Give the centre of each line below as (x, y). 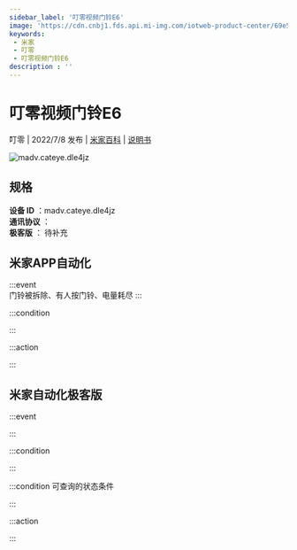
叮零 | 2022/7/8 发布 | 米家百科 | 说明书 (80, 139)
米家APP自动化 (50, 263)
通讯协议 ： (30, 221)
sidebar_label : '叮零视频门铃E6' (67, 17)
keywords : (27, 34)
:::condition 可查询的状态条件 (62, 486)
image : (21, 26)
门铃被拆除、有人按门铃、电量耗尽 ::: (76, 295)
